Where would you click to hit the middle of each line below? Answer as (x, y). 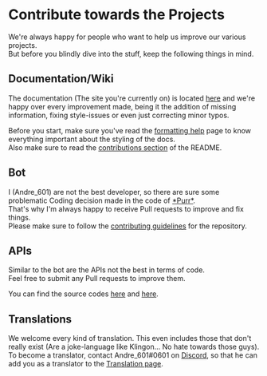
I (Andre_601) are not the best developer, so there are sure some (114, 192)
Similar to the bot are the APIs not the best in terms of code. (107, 270)
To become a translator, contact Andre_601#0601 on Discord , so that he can (133, 355)
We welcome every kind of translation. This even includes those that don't (130, 338)
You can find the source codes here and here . (84, 294)
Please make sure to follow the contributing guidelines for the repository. (128, 226)
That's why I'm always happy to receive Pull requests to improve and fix (126, 208)
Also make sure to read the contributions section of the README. (115, 147)
